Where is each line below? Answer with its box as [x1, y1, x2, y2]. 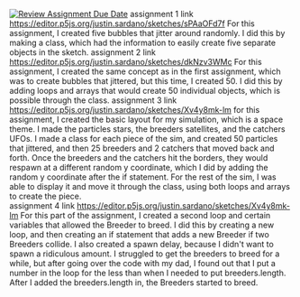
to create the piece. [9, 190, 82, 201]
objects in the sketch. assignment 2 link [9, 47, 156, 58]
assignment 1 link [130, 9, 194, 19]
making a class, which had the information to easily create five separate [9, 37, 277, 48]
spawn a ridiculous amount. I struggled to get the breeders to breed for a [9, 248, 280, 259]
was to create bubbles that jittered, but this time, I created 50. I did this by [9, 76, 283, 86]
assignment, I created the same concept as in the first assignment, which [9, 66, 281, 77]
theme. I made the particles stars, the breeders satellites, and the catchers [9, 124, 286, 135]
